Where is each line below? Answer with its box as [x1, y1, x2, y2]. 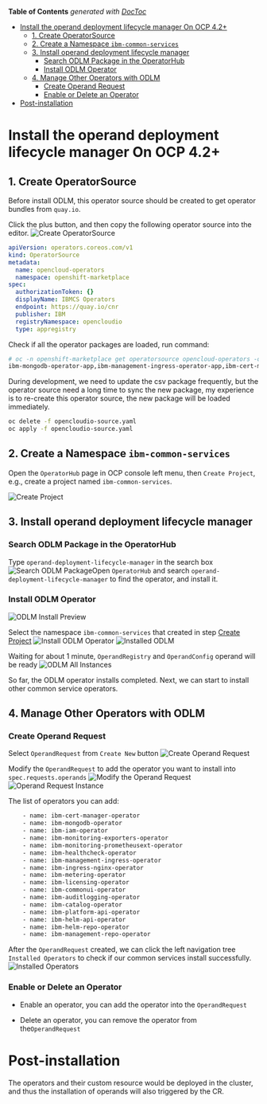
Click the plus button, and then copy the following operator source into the [8, 220, 252, 229]
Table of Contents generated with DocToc [8, 7, 147, 16]
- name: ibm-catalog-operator [22, 900, 123, 909]
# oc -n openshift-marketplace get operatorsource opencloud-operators [8, 354, 250, 363]
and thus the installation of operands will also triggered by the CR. [8, 1086, 225, 1096]
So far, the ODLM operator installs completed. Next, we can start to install [8, 675, 250, 684]
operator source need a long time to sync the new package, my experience [8, 386, 254, 395]
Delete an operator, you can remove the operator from [19, 1015, 197, 1024]
